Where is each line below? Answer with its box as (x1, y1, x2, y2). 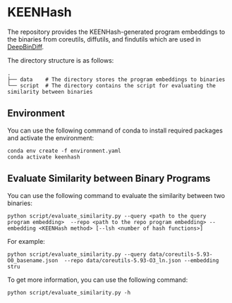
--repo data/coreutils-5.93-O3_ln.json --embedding (63, 256, 219, 264)
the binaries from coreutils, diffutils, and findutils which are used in (7, 35, 201, 43)
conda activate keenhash (7, 153, 80, 161)
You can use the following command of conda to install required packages (7, 126, 224, 135)
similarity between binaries (7, 88, 93, 95)
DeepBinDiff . (7, 42, 44, 51)
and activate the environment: (7, 133, 94, 142)
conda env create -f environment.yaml (7, 147, 121, 154)
